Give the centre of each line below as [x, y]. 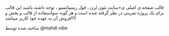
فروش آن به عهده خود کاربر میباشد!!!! [41, 18]
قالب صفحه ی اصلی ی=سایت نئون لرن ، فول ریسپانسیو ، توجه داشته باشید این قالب [85, 7]
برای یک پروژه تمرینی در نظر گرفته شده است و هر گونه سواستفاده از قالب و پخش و [85, 13]
